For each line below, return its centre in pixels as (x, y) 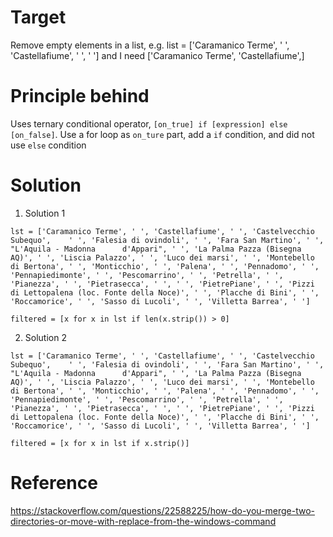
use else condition (48, 145)
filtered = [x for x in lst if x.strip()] (100, 443)
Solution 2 (45, 337)
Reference (54, 483)
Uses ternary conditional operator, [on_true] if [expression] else (149, 123)
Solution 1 (45, 213)
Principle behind (80, 96)
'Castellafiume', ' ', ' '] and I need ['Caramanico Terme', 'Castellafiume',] (157, 55)
